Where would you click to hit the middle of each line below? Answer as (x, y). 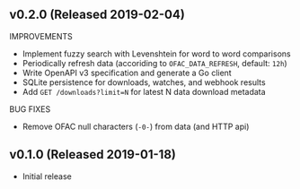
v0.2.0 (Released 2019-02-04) (97, 15)
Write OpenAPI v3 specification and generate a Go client (127, 73)
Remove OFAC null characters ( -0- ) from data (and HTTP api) (136, 126)
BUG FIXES (30, 109)
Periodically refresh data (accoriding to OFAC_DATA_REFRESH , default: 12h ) (154, 63)
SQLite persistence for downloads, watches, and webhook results (144, 82)
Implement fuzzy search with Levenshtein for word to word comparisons (156, 54)
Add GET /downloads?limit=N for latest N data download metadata (144, 91)
